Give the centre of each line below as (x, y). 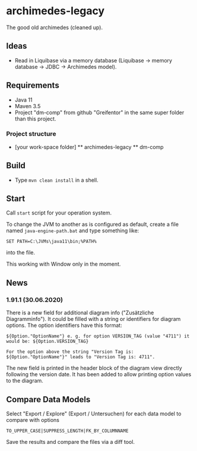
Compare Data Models (48, 399)
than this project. (35, 119)
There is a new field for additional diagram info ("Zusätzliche (80, 313)
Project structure (31, 134)
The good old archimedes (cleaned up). (54, 27)
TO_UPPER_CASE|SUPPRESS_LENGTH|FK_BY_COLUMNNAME (67, 431)
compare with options (33, 420)
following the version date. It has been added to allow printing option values (99, 374)
